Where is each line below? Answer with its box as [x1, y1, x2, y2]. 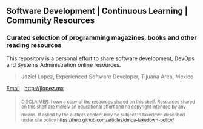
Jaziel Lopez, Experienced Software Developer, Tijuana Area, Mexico [21, 73, 194, 80]
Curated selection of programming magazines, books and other [6, 34, 197, 42]
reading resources [6, 41, 62, 49]
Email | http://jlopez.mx [6, 84, 64, 92]
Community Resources [6, 16, 95, 26]
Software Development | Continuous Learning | [6, 6, 188, 16]
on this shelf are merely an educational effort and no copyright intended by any [21, 104, 186, 110]
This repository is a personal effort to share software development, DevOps [6, 55, 195, 62]
